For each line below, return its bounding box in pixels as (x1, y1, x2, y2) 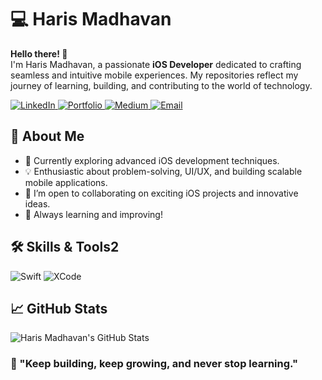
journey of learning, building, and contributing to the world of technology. (10, 79, 313, 91)
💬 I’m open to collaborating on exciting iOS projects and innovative (24, 187, 299, 199)
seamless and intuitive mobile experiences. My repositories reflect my (10, 69, 299, 81)
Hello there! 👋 (10, 47, 68, 60)
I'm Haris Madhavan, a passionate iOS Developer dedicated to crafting (10, 58, 302, 70)
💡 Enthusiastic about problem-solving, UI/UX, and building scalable (24, 165, 303, 177)
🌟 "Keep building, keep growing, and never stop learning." (10, 357, 298, 371)
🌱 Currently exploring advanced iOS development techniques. (24, 154, 280, 166)
